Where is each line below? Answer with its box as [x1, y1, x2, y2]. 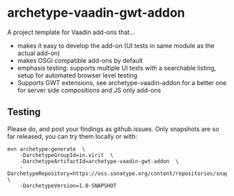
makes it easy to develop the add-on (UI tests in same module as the [17, 41, 214, 50]
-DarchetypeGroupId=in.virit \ [19, 151, 114, 158]
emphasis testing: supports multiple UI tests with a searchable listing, [17, 63, 217, 72]
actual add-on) [17, 49, 61, 57]
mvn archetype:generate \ [7, 145, 86, 153]
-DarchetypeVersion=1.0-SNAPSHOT [19, 182, 117, 189]
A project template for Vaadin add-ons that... [7, 28, 135, 36]
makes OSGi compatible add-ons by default [17, 56, 143, 64]
